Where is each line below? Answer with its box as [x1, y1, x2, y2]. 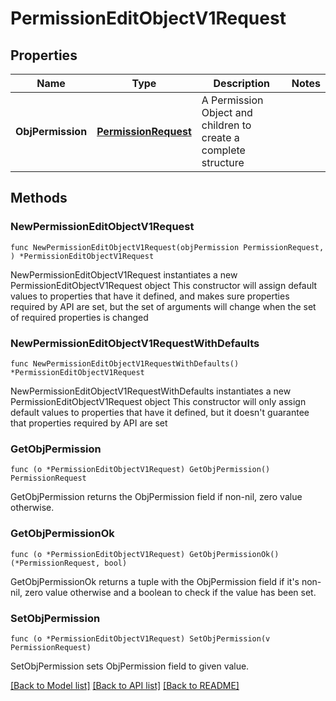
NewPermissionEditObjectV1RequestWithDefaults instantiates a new [10, 385, 292, 397]
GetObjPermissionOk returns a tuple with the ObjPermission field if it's [10, 575, 300, 587]
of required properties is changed [10, 311, 149, 323]
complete [201, 143, 246, 157]
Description [213, 77, 270, 90]
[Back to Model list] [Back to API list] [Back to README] [10, 679, 240, 691]
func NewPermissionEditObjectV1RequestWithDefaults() [10, 358, 240, 369]
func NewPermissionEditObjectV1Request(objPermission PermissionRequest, [10, 242, 325, 252]
